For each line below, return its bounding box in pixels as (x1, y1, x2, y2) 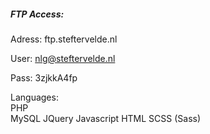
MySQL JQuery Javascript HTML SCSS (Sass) (10, 112, 202, 124)
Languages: (10, 91, 59, 103)
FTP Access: (10, 8, 65, 20)
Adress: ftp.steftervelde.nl (10, 33, 118, 45)
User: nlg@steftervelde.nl (10, 52, 116, 64)
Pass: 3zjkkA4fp (10, 71, 78, 84)
